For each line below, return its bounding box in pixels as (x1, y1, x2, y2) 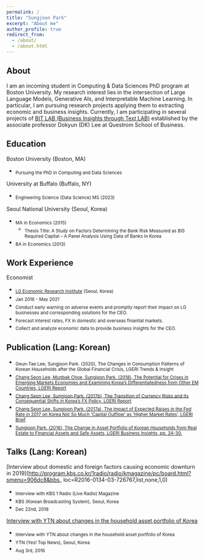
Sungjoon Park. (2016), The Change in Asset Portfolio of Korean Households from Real (15, 425, 197, 431)
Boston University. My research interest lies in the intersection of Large (6, 88, 185, 95)
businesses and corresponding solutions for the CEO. (15, 310, 127, 316)
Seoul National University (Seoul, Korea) (6, 206, 108, 213)
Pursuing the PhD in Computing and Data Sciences (15, 170, 122, 176)
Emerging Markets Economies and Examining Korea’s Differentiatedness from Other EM (15, 379, 199, 386)
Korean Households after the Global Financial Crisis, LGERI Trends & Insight (15, 366, 174, 372)
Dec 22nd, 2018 (15, 506, 49, 513)
